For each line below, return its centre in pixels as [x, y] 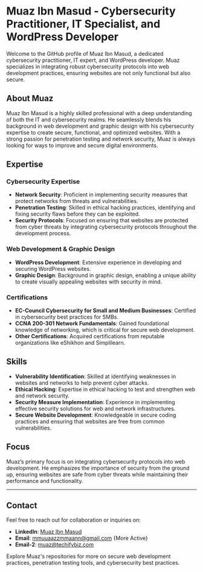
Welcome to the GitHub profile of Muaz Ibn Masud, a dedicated [85, 53]
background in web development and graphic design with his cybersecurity [100, 126]
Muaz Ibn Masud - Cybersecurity [91, 11]
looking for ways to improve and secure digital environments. [82, 145]
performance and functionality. [45, 481]
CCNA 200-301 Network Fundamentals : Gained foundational [92, 324]
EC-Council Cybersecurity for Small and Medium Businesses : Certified [105, 311]
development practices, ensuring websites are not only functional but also [98, 73]
